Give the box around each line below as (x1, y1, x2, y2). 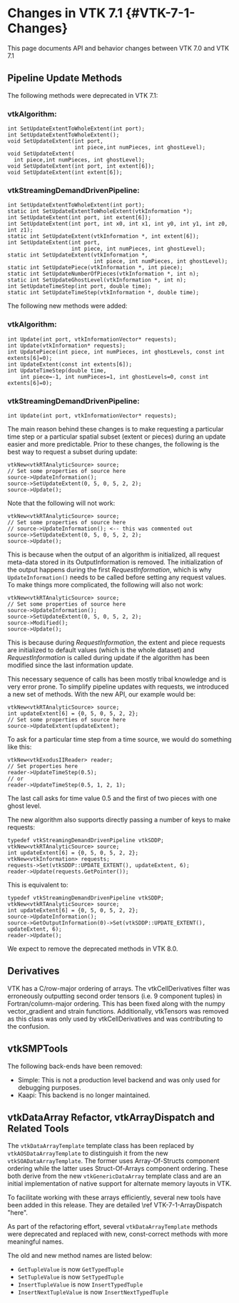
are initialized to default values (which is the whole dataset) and (7, 645, 195, 654)
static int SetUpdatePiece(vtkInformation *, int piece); (7, 264, 183, 271)
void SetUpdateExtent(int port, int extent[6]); (7, 163, 155, 170)
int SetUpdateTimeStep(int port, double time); (7, 283, 152, 290)
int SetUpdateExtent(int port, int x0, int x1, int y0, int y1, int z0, (7, 220, 228, 228)
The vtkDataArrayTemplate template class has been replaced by (7, 1142, 195, 1150)
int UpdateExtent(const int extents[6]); (7, 361, 133, 368)
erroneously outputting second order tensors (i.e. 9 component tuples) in (7, 992, 223, 1000)
